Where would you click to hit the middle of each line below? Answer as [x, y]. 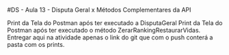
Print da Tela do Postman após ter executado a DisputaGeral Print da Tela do [115, 23]
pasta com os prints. [36, 44]
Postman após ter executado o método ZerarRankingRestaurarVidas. [104, 30]
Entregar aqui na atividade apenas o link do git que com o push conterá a [110, 37]
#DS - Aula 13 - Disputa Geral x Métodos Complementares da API [99, 10]
